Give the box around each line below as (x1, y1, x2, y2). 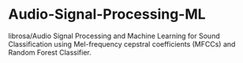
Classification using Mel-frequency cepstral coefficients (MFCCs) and (8, 39, 236, 48)
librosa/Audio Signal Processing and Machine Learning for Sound (8, 31, 220, 40)
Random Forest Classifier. (8, 47, 92, 57)
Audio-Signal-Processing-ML (8, 5, 207, 23)
